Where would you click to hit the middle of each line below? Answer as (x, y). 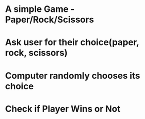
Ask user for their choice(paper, (72, 42)
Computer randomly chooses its (72, 76)
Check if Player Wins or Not (63, 109)
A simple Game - (40, 9)
